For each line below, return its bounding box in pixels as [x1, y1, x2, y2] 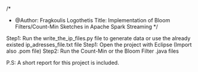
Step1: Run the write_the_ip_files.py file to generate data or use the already [6, 35, 191, 41]
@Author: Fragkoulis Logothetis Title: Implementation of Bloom [14, 17, 170, 23]
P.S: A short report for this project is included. [6, 59, 119, 66]
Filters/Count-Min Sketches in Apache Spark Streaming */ [14, 23, 158, 30]
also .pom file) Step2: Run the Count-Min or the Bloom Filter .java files [6, 47, 179, 55]
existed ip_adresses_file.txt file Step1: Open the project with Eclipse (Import [6, 41, 192, 48]
